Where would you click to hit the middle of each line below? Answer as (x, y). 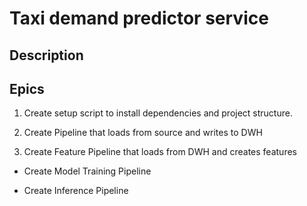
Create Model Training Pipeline (87, 171)
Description (46, 55)
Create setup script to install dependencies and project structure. (158, 113)
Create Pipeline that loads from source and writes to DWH (143, 133)
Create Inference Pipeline (76, 191)
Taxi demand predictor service (139, 18)
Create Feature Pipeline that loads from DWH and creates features (160, 152)
